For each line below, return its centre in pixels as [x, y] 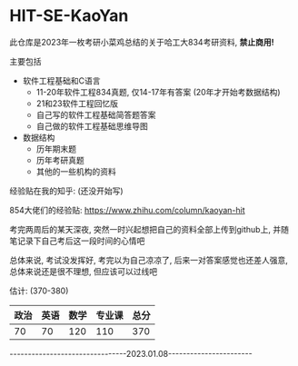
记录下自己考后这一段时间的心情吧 [81, 241]
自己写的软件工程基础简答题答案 [96, 114]
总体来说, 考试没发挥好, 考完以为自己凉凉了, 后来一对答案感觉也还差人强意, [149, 260]
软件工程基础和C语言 [62, 80]
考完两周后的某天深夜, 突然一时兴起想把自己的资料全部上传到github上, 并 [145, 229]
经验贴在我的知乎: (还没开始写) [67, 191]
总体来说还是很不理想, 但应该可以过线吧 [83, 271]
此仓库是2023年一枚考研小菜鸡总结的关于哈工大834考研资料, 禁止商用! [142, 42]
